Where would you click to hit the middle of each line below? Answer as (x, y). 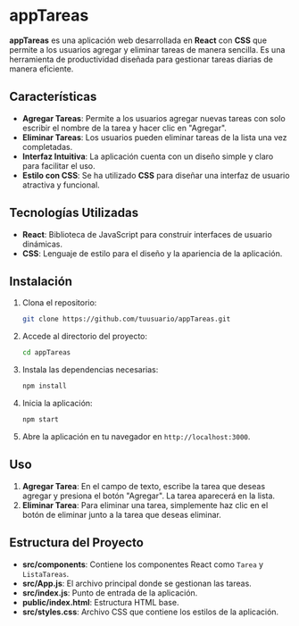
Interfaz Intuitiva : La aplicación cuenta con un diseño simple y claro (148, 156)
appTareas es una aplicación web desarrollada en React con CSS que (138, 40)
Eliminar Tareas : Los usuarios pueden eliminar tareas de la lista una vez (154, 137)
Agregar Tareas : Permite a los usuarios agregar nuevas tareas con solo (154, 118)
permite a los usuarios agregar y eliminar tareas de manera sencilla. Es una (147, 49)
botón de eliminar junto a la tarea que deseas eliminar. (121, 514)
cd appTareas (46, 353)
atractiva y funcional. (61, 185)
